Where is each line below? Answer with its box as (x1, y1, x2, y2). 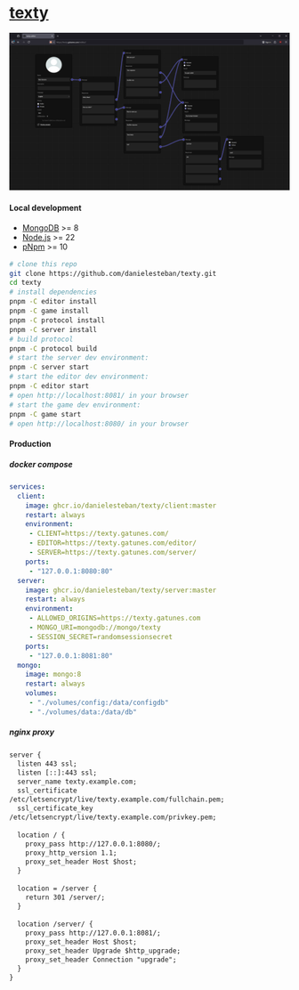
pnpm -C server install (9, 325, 98, 334)
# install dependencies (9, 288, 98, 296)
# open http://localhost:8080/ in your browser (9, 419, 190, 428)
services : (9, 482, 46, 491)
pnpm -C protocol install (9, 315, 105, 325)
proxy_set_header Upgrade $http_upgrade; (25, 946, 181, 955)
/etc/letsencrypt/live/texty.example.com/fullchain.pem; (9, 795, 225, 804)
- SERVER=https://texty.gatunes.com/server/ (28, 548, 198, 557)
